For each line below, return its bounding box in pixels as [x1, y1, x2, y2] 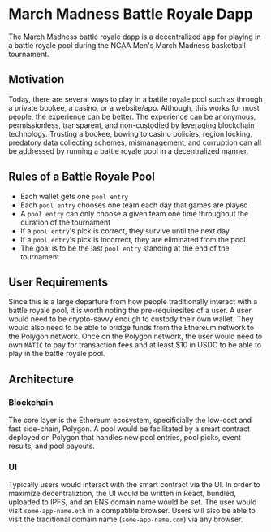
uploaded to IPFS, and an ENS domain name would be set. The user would [8, 497, 257, 507]
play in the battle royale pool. [8, 349, 105, 359]
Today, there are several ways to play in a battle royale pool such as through [8, 94, 264, 104]
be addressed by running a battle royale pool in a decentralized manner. [8, 146, 249, 155]
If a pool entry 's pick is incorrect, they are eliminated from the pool [19, 234, 246, 244]
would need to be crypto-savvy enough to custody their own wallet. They [8, 314, 254, 324]
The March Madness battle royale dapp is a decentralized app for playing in [8, 32, 261, 41]
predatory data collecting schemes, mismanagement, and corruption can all [8, 137, 262, 147]
